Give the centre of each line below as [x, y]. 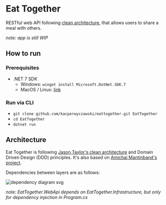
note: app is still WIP [27, 38]
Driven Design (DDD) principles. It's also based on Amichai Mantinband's [81, 157]
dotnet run [24, 124]
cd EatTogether [29, 119]
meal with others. [24, 28]
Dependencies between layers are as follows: [53, 172]
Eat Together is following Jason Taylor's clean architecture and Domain [79, 152]
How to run [23, 54]
